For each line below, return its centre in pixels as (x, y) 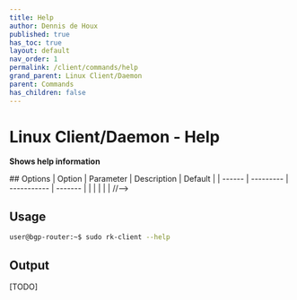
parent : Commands (42, 84)
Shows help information (55, 161)
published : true (39, 34)
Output (29, 265)
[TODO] (24, 287)
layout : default (39, 51)
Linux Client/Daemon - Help (114, 137)
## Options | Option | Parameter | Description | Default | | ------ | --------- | (149, 179)
